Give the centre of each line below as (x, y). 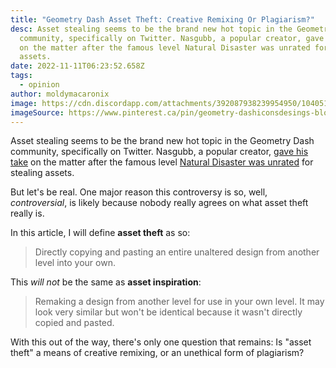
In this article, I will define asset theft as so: (100, 233)
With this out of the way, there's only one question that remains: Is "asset (161, 342)
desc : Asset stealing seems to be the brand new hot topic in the (151, 29)
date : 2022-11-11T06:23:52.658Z (77, 66)
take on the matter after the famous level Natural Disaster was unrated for (162, 162)
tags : (21, 76)
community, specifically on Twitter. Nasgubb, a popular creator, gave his (159, 152)
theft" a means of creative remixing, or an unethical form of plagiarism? (157, 353)
